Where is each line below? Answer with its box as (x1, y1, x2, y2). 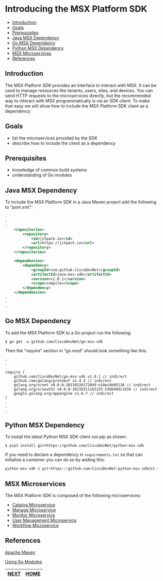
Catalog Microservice (12, 502, 55, 507)
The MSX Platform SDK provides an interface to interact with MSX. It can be (5, 82, 157, 88)
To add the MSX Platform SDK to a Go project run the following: (5, 330, 132, 335)
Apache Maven (5, 549, 35, 555)
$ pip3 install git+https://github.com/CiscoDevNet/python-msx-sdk (5, 443, 145, 448)
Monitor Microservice (12, 512, 55, 518)
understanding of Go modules (12, 172, 72, 178)
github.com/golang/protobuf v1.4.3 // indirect (14, 378, 112, 383)
